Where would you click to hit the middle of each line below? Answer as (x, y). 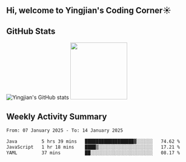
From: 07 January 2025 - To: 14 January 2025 (65, 130)
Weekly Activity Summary (57, 116)
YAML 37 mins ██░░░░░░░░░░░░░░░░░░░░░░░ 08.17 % (93, 153)
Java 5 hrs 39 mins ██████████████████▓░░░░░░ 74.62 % (93, 141)
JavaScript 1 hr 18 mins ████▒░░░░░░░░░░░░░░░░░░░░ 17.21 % (93, 147)
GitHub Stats (31, 31)
